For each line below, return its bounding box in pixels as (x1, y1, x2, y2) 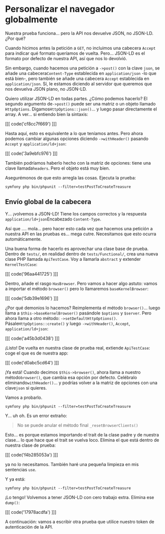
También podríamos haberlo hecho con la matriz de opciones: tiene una (5, 160, 151, 166)
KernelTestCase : (5, 261, 38, 267)
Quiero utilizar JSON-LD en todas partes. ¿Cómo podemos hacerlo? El (5, 95, 148, 102)
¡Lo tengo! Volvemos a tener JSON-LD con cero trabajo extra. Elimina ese (5, 494, 154, 500)
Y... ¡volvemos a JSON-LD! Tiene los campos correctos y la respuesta (5, 211, 147, 216)
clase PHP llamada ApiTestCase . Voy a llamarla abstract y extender (5, 256, 141, 262)
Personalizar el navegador (5, 3, 115, 15)
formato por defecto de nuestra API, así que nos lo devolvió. (5, 55, 127, 61)
